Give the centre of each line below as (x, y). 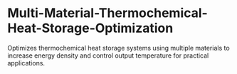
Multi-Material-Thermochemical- (107, 13)
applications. (26, 63)
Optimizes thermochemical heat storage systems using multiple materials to (118, 48)
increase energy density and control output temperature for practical (108, 55)
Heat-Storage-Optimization (90, 28)
